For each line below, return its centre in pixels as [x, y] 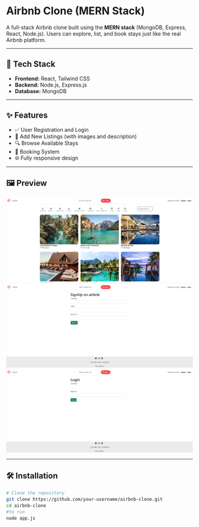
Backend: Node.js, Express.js [51, 85]
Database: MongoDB [41, 91]
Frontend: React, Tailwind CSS [52, 78]
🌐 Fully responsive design [46, 158]
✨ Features [27, 115]
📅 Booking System [37, 151]
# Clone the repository [36, 493]
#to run [16, 512]
